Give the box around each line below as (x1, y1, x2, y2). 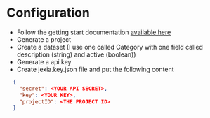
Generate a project (16, 35, 72, 43)
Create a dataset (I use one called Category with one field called (16, 43, 203, 51)
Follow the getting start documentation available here (16, 28, 171, 36)
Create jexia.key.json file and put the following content (16, 65, 174, 73)
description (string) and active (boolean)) (16, 50, 136, 59)
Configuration (6, 5, 91, 21)
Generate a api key (16, 57, 72, 66)
